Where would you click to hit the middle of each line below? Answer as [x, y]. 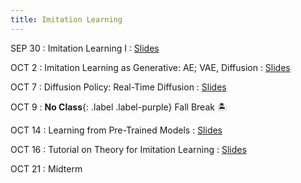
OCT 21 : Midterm [46, 168]
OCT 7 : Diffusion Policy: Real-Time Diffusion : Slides [118, 87]
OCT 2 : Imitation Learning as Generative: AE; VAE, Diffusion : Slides [150, 67]
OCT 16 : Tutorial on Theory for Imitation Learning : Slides [128, 149]
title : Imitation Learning [66, 19]
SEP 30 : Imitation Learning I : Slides [85, 48]
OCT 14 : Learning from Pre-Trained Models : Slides [116, 130]
